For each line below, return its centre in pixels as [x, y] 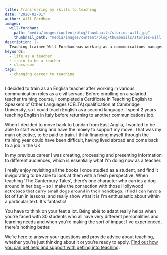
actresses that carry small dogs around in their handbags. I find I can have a [83, 191]
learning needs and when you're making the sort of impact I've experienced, [83, 222]
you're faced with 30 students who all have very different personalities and [82, 216]
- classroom [22, 65]
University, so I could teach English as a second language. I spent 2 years [81, 109]
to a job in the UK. [24, 145]
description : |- [22, 42]
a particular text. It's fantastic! [36, 201]
